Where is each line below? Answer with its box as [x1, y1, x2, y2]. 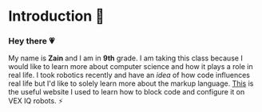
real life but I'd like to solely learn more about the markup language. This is [8, 79, 254, 88]
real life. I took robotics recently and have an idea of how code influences [8, 71, 250, 80]
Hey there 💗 [8, 36, 55, 47]
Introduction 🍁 [8, 7, 105, 25]
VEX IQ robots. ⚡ [8, 96, 64, 106]
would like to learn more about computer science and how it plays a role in [8, 62, 253, 71]
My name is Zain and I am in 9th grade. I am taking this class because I [8, 53, 244, 63]
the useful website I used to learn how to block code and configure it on [8, 87, 245, 97]
